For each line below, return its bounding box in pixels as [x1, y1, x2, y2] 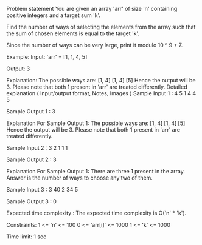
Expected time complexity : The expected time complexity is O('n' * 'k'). [6, 209, 187, 216]
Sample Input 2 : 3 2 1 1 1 [6, 144, 68, 151]
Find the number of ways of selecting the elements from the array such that [6, 24, 196, 30]
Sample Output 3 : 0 [6, 198, 57, 205]
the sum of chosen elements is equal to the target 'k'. [6, 30, 140, 37]
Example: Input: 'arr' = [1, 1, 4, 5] [6, 53, 88, 60]
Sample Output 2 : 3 [6, 156, 57, 163]
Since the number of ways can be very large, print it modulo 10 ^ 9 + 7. [6, 42, 183, 49]
